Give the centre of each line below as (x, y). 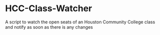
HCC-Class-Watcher (49, 9)
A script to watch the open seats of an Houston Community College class (80, 22)
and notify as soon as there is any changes (49, 27)
